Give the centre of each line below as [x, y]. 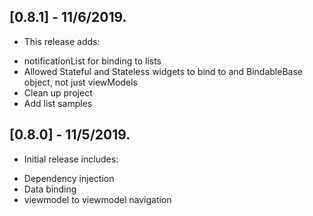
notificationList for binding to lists [92, 61]
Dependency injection [69, 178]
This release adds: [62, 41]
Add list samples [58, 103]
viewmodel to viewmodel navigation [97, 199]
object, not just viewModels [80, 82]
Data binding [50, 189]
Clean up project [58, 92]
